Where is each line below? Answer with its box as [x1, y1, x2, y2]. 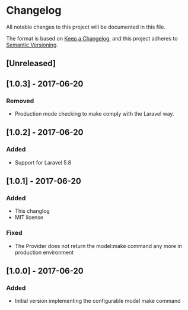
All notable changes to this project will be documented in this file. [6, 23, 166, 30]
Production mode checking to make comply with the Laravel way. [14, 110, 174, 117]
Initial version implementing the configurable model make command [14, 297, 181, 305]
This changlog [14, 207, 50, 215]
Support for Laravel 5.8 [14, 159, 72, 166]
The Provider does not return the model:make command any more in [14, 242, 183, 249]
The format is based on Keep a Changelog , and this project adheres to [6, 35, 178, 42]
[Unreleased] [6, 58, 56, 69]
